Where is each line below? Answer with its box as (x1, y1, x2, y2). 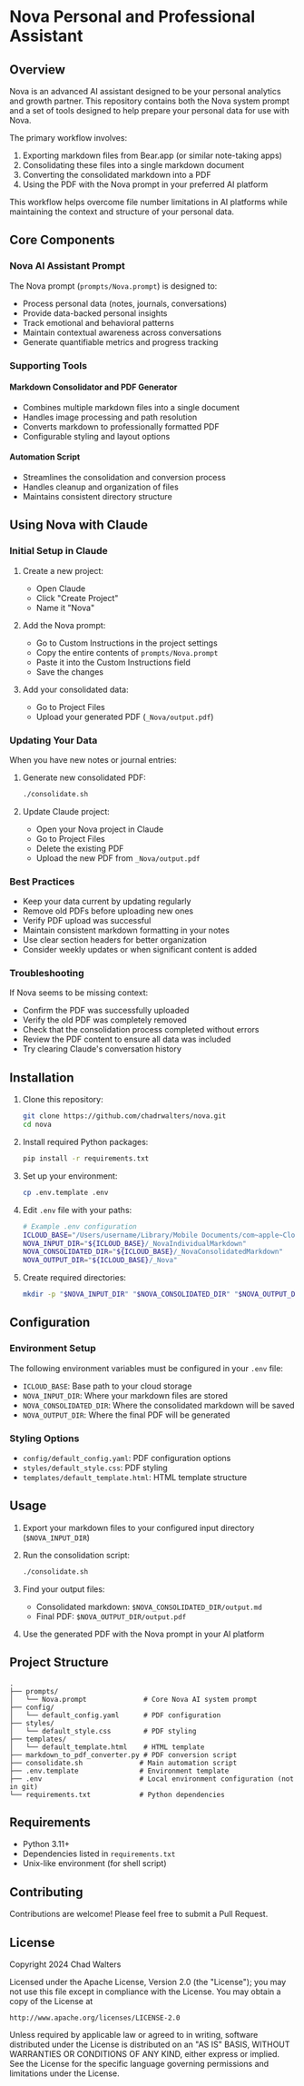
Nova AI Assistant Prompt (9, 260, 125, 272)
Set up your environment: (22, 1170, 118, 1181)
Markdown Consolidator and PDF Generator (9, 381, 178, 392)
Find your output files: (22, 1583, 105, 1595)
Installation (9, 1070, 74, 1085)
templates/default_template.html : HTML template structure (22, 1472, 248, 1483)
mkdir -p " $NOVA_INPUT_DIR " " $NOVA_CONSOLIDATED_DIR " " (22, 1290, 239, 1300)
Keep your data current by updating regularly (22, 896, 191, 907)
